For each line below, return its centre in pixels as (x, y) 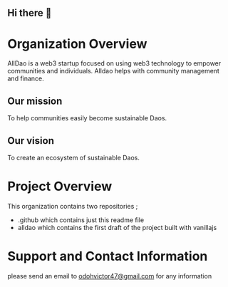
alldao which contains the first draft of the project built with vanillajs (117, 227)
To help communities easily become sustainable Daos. (87, 118)
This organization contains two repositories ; (73, 206)
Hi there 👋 (30, 13)
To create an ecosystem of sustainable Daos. (74, 157)
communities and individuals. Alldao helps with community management (113, 71)
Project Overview (60, 187)
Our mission (35, 101)
